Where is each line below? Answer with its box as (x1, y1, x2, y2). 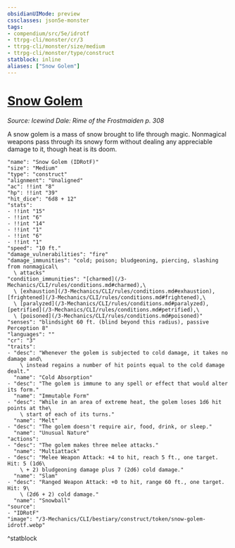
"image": (7, 515, 33, 523)
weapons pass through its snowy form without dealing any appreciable (7, 137, 213, 146)
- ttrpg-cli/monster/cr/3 (7, 37, 83, 44)
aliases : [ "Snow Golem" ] (7, 63, 80, 70)
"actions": (7, 435, 39, 442)
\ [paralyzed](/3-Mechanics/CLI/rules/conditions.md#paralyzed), (13, 300, 210, 307)
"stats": (7, 201, 33, 208)
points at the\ (7, 404, 52, 412)
